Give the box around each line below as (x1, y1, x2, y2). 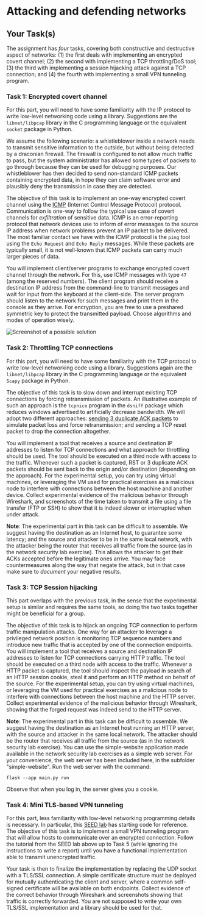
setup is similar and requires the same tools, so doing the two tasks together (6, 603, 198, 610)
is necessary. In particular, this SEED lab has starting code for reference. (6, 821, 188, 829)
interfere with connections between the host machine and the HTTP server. (6, 693, 195, 700)
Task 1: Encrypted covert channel (6, 92, 108, 101)
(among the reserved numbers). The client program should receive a (6, 277, 178, 285)
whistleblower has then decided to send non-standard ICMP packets (6, 169, 178, 177)
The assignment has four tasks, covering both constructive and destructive (6, 45, 195, 52)
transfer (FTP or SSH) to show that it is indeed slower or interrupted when (6, 504, 191, 512)
